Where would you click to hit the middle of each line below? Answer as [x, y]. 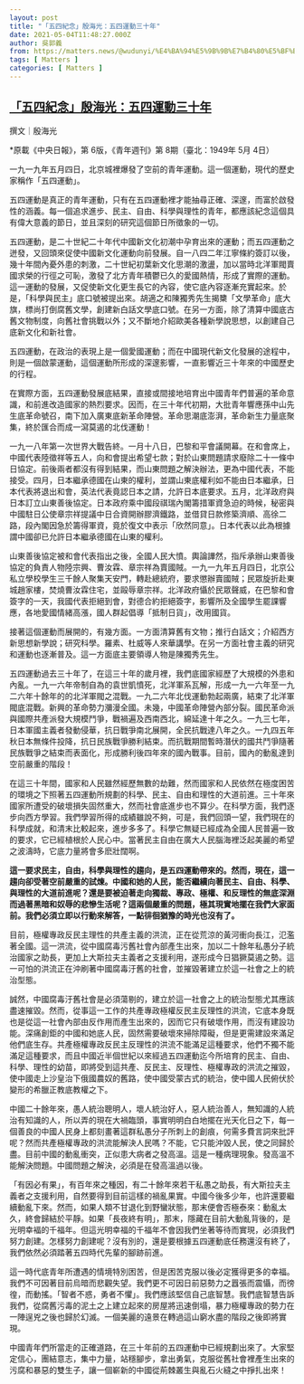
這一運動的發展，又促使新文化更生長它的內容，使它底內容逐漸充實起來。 [144, 287]
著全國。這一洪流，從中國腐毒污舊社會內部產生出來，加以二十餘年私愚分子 [148, 945]
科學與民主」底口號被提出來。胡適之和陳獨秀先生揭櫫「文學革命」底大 [160, 298]
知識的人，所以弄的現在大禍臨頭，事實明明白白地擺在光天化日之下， [152, 1120]
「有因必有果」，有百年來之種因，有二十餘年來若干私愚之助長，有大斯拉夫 [146, 1184]
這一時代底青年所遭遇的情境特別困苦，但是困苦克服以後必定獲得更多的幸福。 [152, 1271]
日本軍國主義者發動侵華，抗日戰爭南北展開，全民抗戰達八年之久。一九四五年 [152, 730]
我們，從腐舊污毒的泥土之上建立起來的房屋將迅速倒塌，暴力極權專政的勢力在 [152, 1305]
